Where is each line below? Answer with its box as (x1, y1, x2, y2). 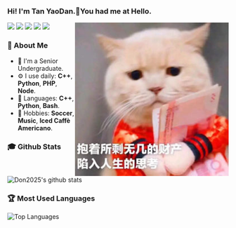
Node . (17, 86, 37, 95)
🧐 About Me (7, 41, 48, 51)
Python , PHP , (17, 79, 58, 87)
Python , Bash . (17, 101, 60, 109)
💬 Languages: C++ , (17, 94, 74, 102)
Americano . (17, 123, 53, 132)
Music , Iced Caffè (17, 116, 71, 125)
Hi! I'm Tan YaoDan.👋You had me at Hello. (7, 6, 152, 16)
